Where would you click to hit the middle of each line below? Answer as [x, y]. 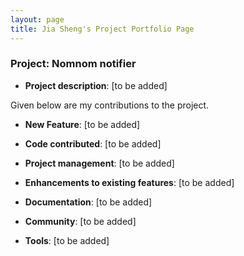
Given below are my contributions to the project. [110, 105]
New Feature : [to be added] [82, 124]
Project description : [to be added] [96, 85]
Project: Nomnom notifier [73, 64]
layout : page [37, 19]
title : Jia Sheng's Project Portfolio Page [102, 29]
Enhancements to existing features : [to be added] [129, 182]
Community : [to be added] [80, 221]
